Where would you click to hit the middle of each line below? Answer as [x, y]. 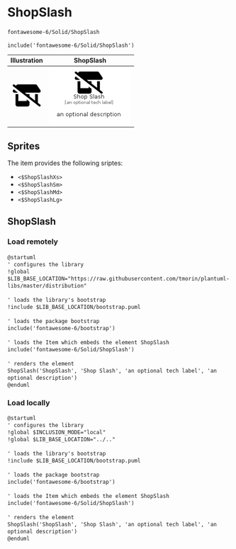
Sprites [24, 146]
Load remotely [33, 242]
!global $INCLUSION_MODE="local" [57, 432]
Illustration [27, 60]
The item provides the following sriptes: [65, 163]
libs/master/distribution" [47, 285]
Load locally [29, 402]
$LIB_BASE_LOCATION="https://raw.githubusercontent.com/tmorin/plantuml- [119, 278]
